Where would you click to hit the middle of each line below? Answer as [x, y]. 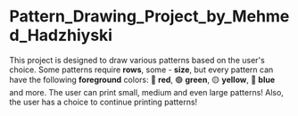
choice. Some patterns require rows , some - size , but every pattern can [141, 70]
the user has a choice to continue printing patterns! [103, 102]
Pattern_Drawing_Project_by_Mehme [149, 17]
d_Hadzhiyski [61, 35]
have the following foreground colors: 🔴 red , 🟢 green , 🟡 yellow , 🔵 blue [142, 79]
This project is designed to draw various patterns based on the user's [137, 60]
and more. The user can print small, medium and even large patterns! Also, [146, 92]
